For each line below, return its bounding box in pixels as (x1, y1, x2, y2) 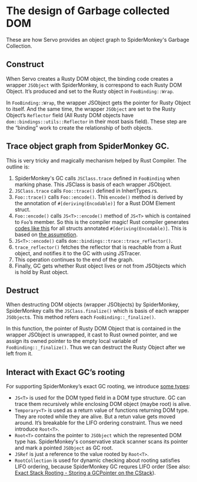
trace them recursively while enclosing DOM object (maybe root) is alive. (14, 401, 191, 408)
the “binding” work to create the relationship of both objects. (6, 124, 153, 131)
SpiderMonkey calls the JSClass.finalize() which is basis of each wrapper (6, 308, 189, 315)
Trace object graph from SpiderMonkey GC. (6, 141, 169, 151)
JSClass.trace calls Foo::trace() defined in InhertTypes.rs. (14, 187, 159, 194)
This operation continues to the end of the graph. (14, 256, 134, 263)
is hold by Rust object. (14, 268, 69, 275)
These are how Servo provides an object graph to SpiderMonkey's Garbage (6, 36, 190, 43)
